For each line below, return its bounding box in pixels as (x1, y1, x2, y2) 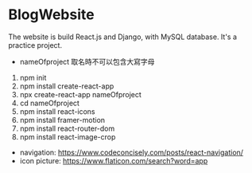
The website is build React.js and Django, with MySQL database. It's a (8, 32, 237, 41)
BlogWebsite (8, 6, 95, 24)
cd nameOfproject (19, 98, 79, 108)
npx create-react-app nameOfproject (19, 89, 142, 99)
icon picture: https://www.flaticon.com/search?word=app (19, 155, 208, 165)
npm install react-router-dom (19, 124, 115, 133)
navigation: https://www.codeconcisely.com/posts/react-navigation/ (19, 147, 244, 157)
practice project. (8, 40, 62, 49)
